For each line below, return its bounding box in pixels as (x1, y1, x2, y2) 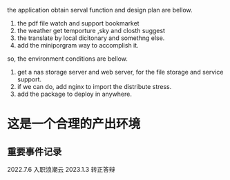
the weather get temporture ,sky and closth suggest (17, 27, 166, 34)
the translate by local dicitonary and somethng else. (17, 34, 165, 42)
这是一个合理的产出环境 (7, 117, 141, 132)
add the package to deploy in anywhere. (17, 90, 133, 98)
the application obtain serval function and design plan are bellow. (7, 6, 193, 14)
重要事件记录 (7, 146, 62, 157)
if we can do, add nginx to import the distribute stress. (17, 83, 172, 90)
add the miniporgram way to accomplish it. (17, 41, 140, 49)
